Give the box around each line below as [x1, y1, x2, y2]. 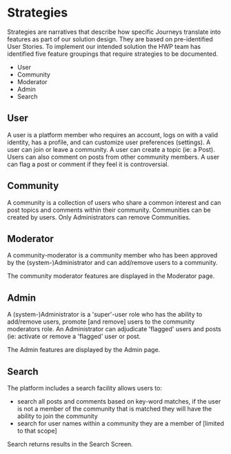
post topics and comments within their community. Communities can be [7, 206, 212, 214]
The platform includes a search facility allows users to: [7, 384, 162, 392]
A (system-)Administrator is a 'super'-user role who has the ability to [7, 310, 203, 319]
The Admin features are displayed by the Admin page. [7, 346, 161, 354]
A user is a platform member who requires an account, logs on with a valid [7, 130, 219, 139]
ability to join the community [17, 412, 98, 420]
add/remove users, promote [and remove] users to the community [7, 317, 195, 326]
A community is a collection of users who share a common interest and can [7, 198, 221, 206]
